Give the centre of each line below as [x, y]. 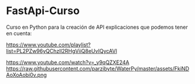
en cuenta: [19, 33]
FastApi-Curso [43, 11]
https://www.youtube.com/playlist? [48, 45]
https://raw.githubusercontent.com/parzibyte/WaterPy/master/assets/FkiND [98, 68]
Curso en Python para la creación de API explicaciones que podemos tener [97, 27]
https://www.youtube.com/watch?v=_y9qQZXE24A [68, 62]
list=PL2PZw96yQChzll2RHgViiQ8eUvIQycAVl [62, 51]
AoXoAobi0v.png [26, 75]
